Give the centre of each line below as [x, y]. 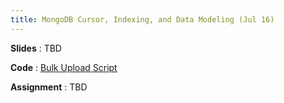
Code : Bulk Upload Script [64, 67]
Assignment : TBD [49, 87]
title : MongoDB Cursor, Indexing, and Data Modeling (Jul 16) [142, 19]
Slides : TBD [36, 48]
